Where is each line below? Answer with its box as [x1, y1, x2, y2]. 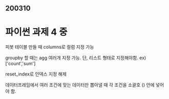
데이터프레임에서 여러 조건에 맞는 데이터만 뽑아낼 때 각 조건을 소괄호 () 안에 [5, 82, 155, 88]
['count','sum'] [5, 61, 36, 67]
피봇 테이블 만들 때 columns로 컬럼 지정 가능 [5, 44, 94, 50]
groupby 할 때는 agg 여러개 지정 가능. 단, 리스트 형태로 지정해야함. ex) [5, 55, 146, 61]
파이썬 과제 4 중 [5, 26, 68, 38]
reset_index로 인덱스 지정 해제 [5, 71, 67, 77]
